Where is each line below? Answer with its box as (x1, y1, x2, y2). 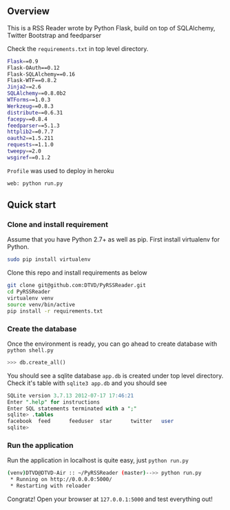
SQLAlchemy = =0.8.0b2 (7, 90, 67, 97)
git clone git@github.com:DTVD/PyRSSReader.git (7, 282, 147, 289)
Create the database (7, 324, 77, 333)
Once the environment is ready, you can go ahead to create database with (7, 340, 218, 348)
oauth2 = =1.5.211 (7, 135, 54, 142)
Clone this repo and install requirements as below (7, 268, 148, 277)
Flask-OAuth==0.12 (7, 64, 60, 71)
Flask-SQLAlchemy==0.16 (7, 70, 76, 78)
